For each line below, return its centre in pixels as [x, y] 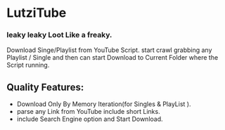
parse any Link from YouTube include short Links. [88, 112]
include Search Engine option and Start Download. [90, 119]
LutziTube [37, 13]
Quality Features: [45, 87]
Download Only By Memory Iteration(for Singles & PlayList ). [104, 104]
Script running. [28, 65]
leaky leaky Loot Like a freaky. [59, 35]
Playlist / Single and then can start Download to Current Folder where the [112, 58]
